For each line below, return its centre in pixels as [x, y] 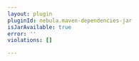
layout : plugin [30, 14]
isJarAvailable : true [40, 27]
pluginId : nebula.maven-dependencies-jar [70, 21]
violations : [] [30, 40]
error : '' [22, 34]
